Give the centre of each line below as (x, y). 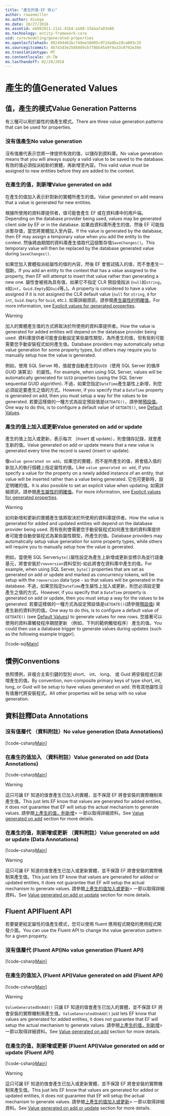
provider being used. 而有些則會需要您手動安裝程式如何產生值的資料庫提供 (83, 530)
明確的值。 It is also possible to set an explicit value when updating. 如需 (84, 486)
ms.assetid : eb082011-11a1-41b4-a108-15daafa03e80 (60, 29)
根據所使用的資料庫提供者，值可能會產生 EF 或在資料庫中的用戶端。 (76, 212)
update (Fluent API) (30, 1052)
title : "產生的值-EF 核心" (31, 10)
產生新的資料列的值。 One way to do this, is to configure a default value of (82, 611)
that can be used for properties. (38, 127)
